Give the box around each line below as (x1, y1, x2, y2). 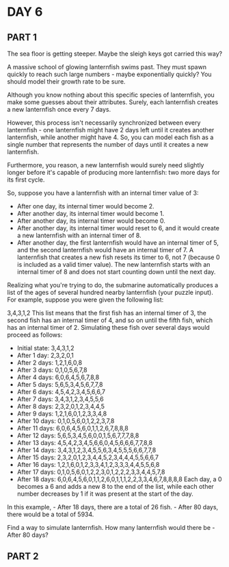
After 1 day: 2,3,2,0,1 (16, 351, 74, 359)
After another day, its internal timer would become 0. (16, 217, 165, 225)
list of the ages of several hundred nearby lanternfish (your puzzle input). (7, 289, 213, 296)
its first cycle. (7, 176, 45, 184)
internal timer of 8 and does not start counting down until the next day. (16, 268, 216, 276)
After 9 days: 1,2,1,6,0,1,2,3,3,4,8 (16, 409, 107, 418)
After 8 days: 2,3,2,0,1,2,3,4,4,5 (16, 402, 105, 410)
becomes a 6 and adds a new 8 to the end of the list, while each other (16, 483, 214, 490)
